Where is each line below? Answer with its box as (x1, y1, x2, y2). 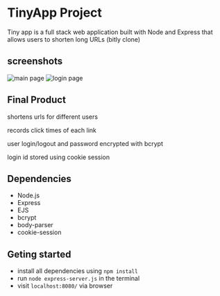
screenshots (7, 56, 63, 67)
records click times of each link (7, 126, 97, 134)
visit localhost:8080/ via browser (17, 281, 113, 290)
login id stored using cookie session (7, 153, 110, 161)
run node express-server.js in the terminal (17, 274, 140, 283)
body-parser (17, 221, 53, 229)
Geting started (7, 248, 71, 260)
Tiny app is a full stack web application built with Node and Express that (7, 28, 213, 36)
